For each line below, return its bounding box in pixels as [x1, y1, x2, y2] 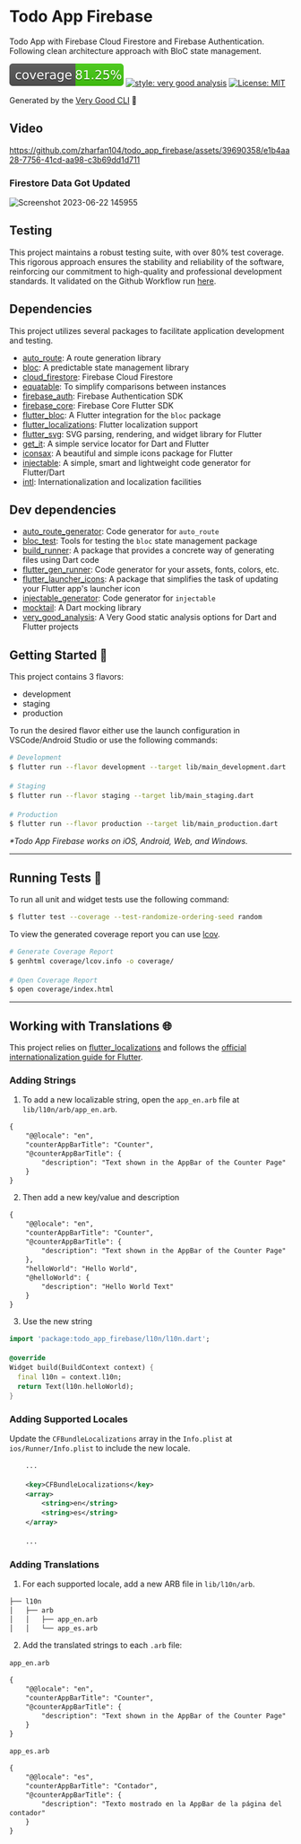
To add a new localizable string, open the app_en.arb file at [21, 1094, 240, 1105]
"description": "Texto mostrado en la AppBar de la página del [41, 1800, 282, 1809]
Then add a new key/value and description [21, 1192, 180, 1203]
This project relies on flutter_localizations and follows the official [9, 1042, 247, 1053]
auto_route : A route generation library [21, 352, 161, 363]
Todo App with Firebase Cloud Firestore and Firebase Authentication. [9, 36, 264, 47]
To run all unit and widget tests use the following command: [9, 894, 230, 905]
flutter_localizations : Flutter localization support [21, 419, 199, 430]
